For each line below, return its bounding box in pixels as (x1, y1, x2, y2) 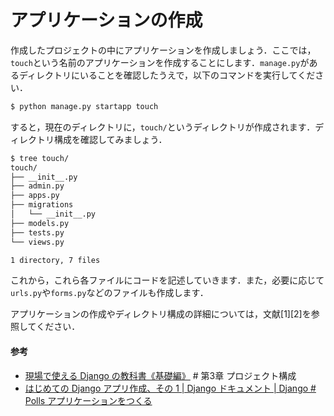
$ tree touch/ (10, 153, 70, 163)
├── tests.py (10, 227, 65, 238)
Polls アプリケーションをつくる (24, 394, 153, 406)
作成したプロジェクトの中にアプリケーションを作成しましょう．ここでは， (10, 44, 317, 56)
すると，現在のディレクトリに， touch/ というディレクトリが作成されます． (10, 121, 316, 133)
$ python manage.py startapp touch (10, 101, 159, 111)
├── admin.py (10, 181, 65, 191)
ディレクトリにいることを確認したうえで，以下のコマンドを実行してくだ (18, 69, 316, 81)
